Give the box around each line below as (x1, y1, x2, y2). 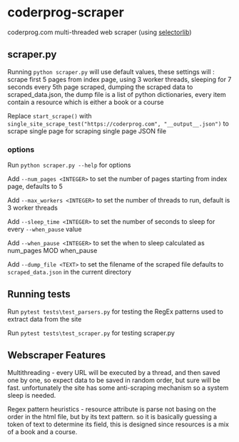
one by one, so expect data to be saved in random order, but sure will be (7, 376, 220, 384)
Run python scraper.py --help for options (7, 161, 131, 170)
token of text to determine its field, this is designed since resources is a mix (7, 420, 230, 428)
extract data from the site (7, 314, 82, 323)
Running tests (7, 288, 71, 300)
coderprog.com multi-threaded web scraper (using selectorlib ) (7, 28, 192, 36)
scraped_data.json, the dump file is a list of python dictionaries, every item (7, 90, 226, 98)
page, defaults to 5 (7, 183, 63, 191)
